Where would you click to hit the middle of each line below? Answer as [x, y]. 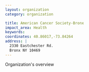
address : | [16, 41]
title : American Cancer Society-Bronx [44, 23]
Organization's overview [30, 64]
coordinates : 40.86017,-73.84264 [39, 37]
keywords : [15, 32]
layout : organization [27, 10]
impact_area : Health [26, 27]
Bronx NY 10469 [25, 50]
